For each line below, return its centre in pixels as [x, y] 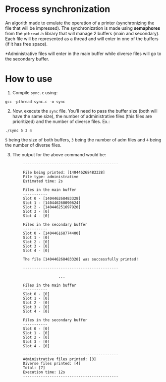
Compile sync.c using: [35, 92]
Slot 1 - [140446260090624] [52, 203]
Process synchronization [58, 9]
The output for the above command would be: [59, 154]
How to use [29, 79]
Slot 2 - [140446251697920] [52, 207]
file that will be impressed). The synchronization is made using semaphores [83, 28]
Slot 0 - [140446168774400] [52, 233]
